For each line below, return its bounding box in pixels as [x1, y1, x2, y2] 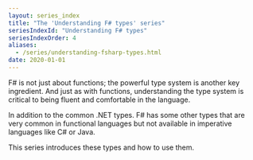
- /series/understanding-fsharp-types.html [15, 49, 162, 57]
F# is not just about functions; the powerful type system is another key [8, 77, 240, 88]
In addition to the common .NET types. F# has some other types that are [8, 110, 245, 119]
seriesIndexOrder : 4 [8, 33, 77, 42]
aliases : [8, 41, 37, 49]
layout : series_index [8, 11, 80, 20]
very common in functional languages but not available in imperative [8, 119, 232, 128]
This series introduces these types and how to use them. [8, 142, 195, 152]
